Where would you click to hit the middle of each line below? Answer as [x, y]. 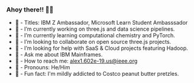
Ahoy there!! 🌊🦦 [30, 10]
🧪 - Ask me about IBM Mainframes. [59, 55]
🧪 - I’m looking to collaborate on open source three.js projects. [93, 42]
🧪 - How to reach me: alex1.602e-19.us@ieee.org [76, 61]
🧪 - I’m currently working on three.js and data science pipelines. [95, 29]
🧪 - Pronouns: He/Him [42, 67]
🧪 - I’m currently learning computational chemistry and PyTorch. [95, 35]
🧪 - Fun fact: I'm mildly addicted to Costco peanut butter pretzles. [97, 74]
